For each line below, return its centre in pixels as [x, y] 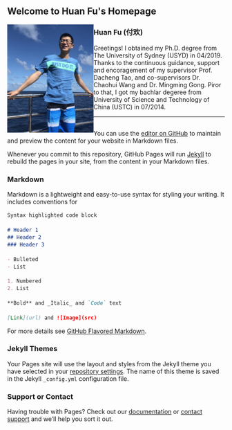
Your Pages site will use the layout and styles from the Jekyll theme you [109, 364]
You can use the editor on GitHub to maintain [157, 134]
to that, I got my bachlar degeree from [148, 92]
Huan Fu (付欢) [118, 33]
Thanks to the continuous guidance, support [156, 62]
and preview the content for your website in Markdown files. [93, 141]
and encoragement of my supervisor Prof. [153, 70]
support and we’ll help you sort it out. [60, 419]
